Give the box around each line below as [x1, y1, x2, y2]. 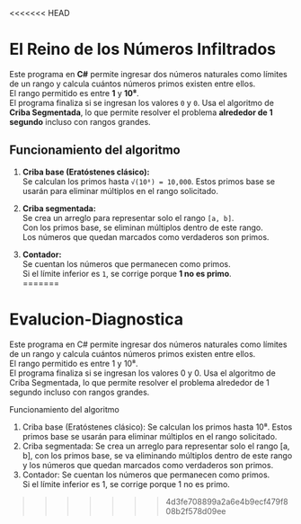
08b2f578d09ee [165, 505, 226, 516]
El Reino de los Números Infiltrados [9, 40, 277, 59]
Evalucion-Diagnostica [9, 309, 184, 329]
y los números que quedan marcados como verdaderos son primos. [22, 459, 274, 470]
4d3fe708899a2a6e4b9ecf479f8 [165, 496, 289, 507]
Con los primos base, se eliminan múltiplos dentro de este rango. [22, 222, 263, 233]
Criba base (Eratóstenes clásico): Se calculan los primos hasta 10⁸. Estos [22, 422, 293, 432]
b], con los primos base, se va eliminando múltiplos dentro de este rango [22, 449, 293, 461]
